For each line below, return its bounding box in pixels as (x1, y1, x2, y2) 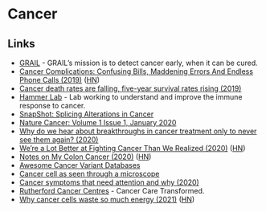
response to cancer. (18, 101, 86, 110)
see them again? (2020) (18, 135, 99, 145)
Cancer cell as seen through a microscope (18, 169, 160, 178)
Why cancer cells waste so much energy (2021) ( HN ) (18, 194, 195, 204)
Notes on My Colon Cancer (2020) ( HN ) (18, 152, 152, 161)
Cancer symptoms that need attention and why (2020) (18, 177, 200, 187)
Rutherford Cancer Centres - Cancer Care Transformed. (18, 186, 205, 195)
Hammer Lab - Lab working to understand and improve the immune (18, 92, 243, 101)
